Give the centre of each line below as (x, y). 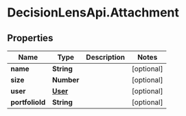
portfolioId (28, 102)
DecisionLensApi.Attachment (93, 13)
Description (105, 57)
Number (66, 80)
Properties (30, 38)
